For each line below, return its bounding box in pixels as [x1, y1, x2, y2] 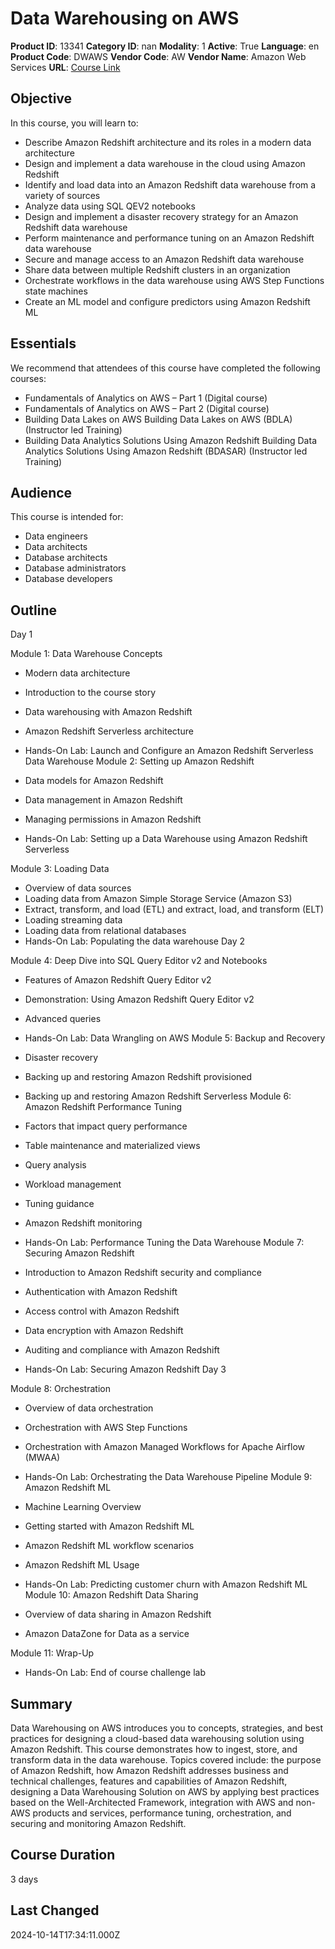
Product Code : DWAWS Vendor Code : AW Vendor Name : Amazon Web [10, 50, 307, 62]
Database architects [24, 552, 108, 564]
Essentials [10, 335, 77, 352]
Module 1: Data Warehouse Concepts [10, 648, 163, 660]
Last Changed [10, 1902, 100, 1919]
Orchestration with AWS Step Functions [24, 1422, 188, 1434]
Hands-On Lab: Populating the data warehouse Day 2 [24, 935, 245, 947]
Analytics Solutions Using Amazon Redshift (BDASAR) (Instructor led [24, 445, 308, 457]
